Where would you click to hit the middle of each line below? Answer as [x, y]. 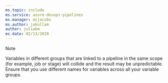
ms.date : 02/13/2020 [27, 34]
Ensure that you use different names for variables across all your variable [82, 69]
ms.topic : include [25, 10]
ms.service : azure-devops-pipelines [44, 15]
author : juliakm [22, 29]
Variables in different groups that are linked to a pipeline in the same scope [84, 58]
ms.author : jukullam [27, 24]
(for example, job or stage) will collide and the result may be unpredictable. [84, 64]
